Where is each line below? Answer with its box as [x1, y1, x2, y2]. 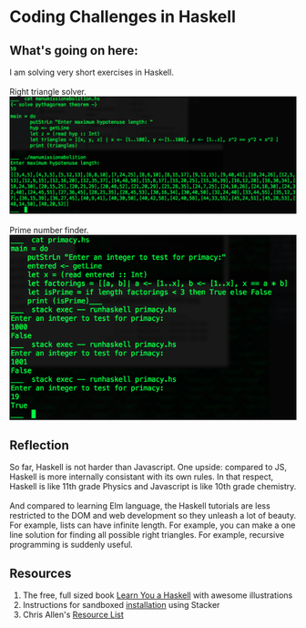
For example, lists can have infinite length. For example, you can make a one [9, 520, 296, 530]
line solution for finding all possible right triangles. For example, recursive [9, 530, 285, 540]
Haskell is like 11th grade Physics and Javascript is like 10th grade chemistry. [9, 481, 297, 492]
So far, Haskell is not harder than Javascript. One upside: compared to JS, [9, 462, 288, 473]
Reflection [9, 438, 70, 453]
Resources [9, 565, 72, 581]
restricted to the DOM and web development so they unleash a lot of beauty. [9, 510, 297, 521]
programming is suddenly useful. [9, 540, 134, 551]
